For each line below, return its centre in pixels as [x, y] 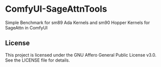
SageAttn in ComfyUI [26, 27]
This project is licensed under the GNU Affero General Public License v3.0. [81, 55]
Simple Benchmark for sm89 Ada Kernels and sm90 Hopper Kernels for [78, 22]
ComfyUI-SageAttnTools [56, 9]
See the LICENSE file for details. [38, 60]
